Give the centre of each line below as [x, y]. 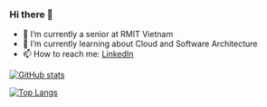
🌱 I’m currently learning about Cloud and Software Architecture [140, 44]
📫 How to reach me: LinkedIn [78, 54]
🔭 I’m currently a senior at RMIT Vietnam [98, 34]
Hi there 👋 [32, 15]
